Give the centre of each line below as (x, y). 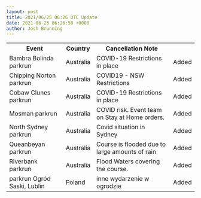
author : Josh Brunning (34, 28)
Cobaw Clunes (30, 93)
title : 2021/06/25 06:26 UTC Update (52, 17)
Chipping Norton (33, 75)
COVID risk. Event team (129, 110)
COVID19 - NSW (121, 75)
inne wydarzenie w (123, 179)
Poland (75, 182)
